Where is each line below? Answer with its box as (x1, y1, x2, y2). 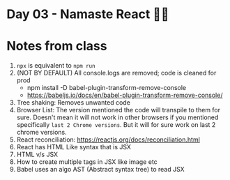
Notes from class (6, 38, 107, 54)
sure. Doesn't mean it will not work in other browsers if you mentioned (16, 113, 219, 121)
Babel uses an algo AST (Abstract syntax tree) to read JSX (16, 165, 185, 174)
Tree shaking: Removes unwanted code (16, 98, 130, 107)
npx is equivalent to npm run (16, 61, 95, 70)
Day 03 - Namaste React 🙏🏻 (6, 6, 169, 22)
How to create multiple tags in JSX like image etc (16, 158, 158, 166)
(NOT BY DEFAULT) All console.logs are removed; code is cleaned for (16, 69, 217, 77)
